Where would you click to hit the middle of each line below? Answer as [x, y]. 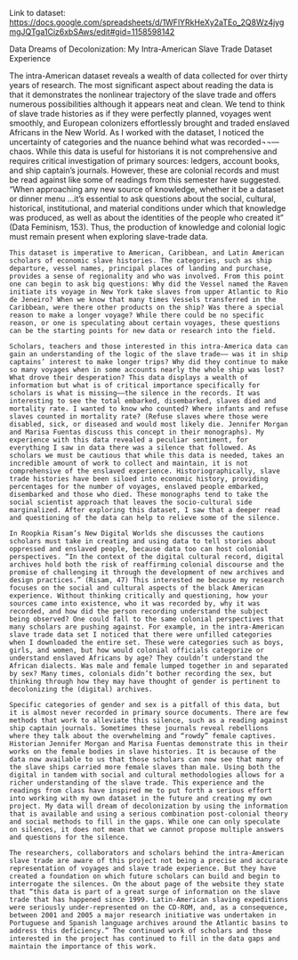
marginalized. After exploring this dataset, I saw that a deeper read [145, 510]
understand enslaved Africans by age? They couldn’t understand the [139, 658]
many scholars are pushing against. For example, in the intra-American [147, 627]
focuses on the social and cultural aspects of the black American [137, 588]
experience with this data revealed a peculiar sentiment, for [129, 440]
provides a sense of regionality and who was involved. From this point [147, 276]
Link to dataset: [38, 13]
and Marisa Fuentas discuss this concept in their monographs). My [137, 432]
